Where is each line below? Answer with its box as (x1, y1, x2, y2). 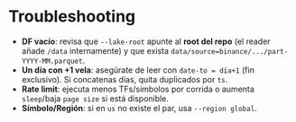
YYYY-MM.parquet (21, 57, 83, 65)
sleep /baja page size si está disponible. (21, 92, 169, 104)
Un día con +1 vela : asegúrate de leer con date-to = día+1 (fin (21, 65, 254, 75)
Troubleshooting (8, 6, 136, 27)
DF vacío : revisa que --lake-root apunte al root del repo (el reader (21, 36, 272, 47)
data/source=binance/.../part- (170, 47, 289, 56)
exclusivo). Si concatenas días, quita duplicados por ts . (21, 74, 228, 84)
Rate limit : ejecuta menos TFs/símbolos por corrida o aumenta (21, 83, 254, 94)
